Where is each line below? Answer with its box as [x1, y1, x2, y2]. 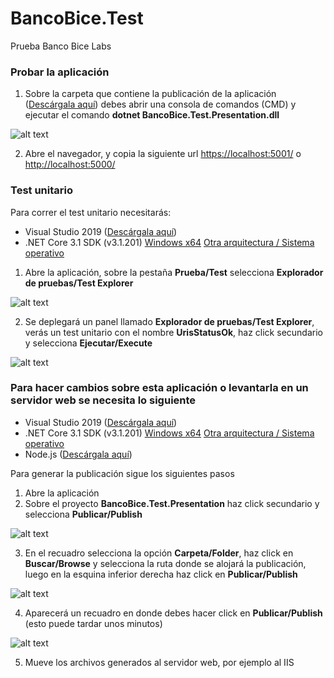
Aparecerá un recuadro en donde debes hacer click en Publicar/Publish [24, 607, 323, 619]
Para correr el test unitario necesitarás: [10, 206, 172, 218]
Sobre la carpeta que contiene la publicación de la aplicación [24, 88, 277, 100]
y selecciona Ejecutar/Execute [24, 337, 153, 349]
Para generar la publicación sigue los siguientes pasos [10, 467, 235, 479]
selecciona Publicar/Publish [24, 508, 143, 520]
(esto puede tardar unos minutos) [24, 617, 163, 629]
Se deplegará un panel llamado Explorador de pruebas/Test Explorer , [24, 315, 315, 327]
